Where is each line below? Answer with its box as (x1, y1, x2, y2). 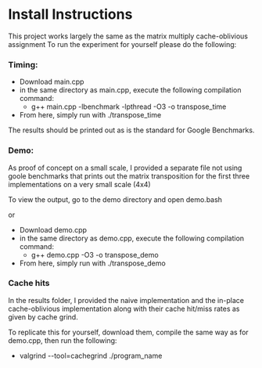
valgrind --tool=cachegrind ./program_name (19, 351, 163, 360)
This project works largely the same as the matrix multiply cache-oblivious (8, 31, 249, 41)
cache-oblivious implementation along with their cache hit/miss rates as (8, 304, 240, 313)
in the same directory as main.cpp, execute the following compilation (19, 85, 242, 95)
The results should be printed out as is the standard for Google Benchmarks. (8, 125, 255, 135)
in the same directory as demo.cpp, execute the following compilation (19, 233, 245, 243)
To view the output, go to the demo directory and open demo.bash (8, 194, 223, 204)
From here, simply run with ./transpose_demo (19, 258, 166, 268)
